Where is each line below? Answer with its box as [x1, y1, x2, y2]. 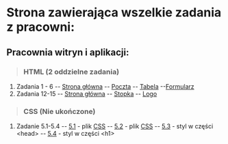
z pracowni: [6, 19, 75, 35]
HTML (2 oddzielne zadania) [23, 67, 120, 76]
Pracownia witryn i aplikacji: [6, 46, 129, 58]
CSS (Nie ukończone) [23, 106, 96, 116]
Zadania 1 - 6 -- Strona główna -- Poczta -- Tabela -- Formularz [16, 82, 194, 90]
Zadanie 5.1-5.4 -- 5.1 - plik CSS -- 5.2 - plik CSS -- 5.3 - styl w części [16, 122, 214, 130]
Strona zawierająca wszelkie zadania [6, 5, 222, 20]
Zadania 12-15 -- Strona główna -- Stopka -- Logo [16, 89, 157, 98]
